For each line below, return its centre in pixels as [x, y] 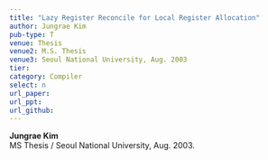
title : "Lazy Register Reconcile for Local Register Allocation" [134, 18]
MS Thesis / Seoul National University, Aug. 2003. [102, 146]
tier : [19, 69]
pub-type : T [32, 34]
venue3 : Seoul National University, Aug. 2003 [98, 60]
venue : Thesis [36, 43]
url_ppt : [26, 102]
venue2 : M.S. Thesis [48, 52]
